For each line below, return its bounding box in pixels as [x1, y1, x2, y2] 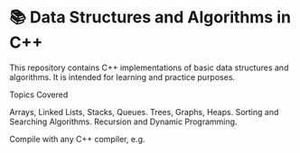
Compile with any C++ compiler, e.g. [9, 133, 145, 144]
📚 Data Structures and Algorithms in [9, 7, 292, 28]
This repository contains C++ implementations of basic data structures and [9, 62, 289, 73]
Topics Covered [9, 89, 69, 100]
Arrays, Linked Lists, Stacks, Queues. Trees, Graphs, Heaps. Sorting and [9, 106, 279, 117]
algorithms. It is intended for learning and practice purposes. [9, 71, 236, 82]
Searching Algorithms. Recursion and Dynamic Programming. [9, 116, 238, 127]
